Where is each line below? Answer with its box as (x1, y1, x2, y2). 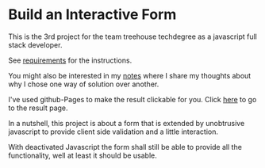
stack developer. (8, 40, 63, 49)
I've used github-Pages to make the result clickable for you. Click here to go (8, 94, 257, 104)
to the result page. (8, 103, 69, 113)
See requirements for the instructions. (8, 55, 132, 65)
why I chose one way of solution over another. (8, 79, 159, 89)
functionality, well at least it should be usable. (8, 151, 157, 160)
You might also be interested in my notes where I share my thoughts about (8, 71, 252, 80)
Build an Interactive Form (8, 6, 177, 24)
